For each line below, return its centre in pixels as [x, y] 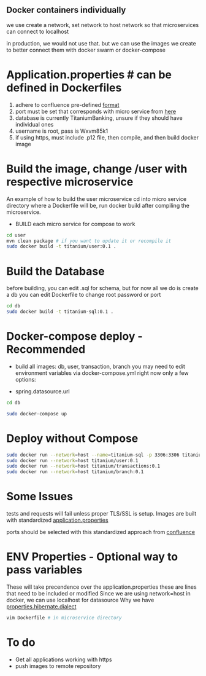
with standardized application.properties [57, 520]
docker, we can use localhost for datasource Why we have [80, 600]
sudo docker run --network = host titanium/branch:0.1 [75, 472]
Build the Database [56, 271]
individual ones [34, 124]
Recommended [46, 349]
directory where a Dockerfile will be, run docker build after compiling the [98, 205]
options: [25, 379]
